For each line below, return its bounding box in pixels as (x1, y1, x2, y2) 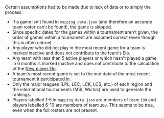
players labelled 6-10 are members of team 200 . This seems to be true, (12, 102, 154, 108)
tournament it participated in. (12, 76, 71, 82)
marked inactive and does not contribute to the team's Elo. (12, 50, 131, 56)
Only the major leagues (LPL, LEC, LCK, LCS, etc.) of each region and (12, 81, 153, 87)
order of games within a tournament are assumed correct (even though (12, 34, 156, 40)
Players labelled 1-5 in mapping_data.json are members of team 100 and (12, 97, 156, 102)
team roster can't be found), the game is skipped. (12, 24, 113, 30)
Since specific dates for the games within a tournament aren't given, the (12, 29, 158, 35)
